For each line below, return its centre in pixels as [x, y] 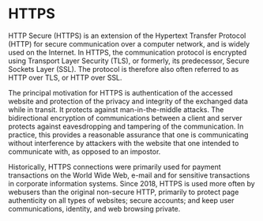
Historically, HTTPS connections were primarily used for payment [115, 167]
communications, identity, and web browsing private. [94, 208]
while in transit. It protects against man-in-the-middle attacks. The [116, 109]
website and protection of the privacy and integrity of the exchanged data [128, 101]
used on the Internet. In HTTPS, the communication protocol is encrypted [128, 52]
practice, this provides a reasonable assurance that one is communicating [128, 134]
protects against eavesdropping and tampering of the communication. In [126, 126]
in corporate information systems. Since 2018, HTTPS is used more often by [131, 183]
